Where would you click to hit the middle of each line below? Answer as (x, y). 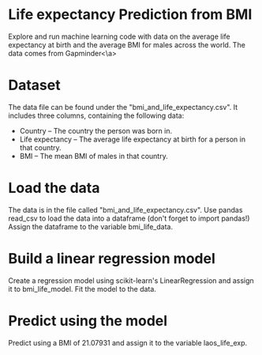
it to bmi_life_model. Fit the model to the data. (82, 289)
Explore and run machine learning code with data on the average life (119, 36)
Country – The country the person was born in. (95, 130)
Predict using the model (88, 321)
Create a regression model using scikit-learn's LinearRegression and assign (131, 280)
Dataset (34, 85)
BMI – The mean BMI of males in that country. (94, 156)
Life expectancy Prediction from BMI (130, 15)
